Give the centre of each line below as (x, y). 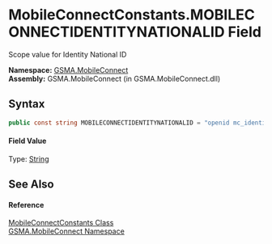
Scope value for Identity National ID (68, 54)
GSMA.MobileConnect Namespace (67, 231)
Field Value (28, 141)
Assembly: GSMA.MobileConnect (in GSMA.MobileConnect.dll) (115, 78)
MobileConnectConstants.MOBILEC (132, 15)
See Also (31, 185)
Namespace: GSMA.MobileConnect (68, 69)
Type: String (29, 158)
